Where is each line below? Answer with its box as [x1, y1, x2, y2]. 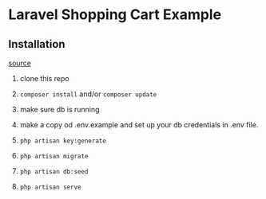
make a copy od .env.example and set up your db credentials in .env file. [19, 120, 259, 129]
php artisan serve [19, 183, 81, 191]
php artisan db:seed [19, 168, 89, 176]
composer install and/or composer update [19, 89, 157, 99]
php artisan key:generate [19, 137, 106, 145]
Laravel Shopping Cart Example [8, 6, 222, 24]
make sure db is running [19, 105, 100, 114]
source [8, 58, 32, 68]
